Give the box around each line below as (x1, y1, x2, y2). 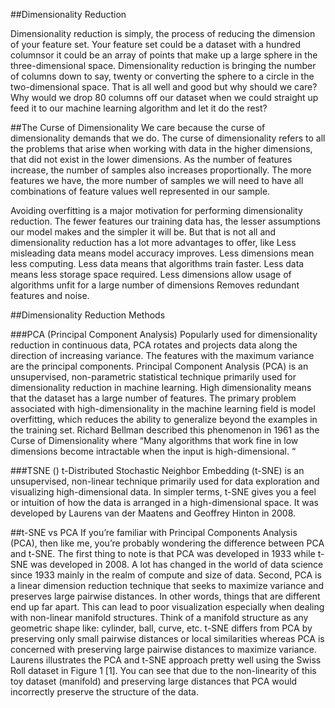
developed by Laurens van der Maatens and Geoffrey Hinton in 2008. (10, 507, 297, 519)
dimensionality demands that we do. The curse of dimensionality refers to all (10, 132, 326, 144)
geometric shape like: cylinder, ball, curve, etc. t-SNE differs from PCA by (10, 622, 313, 634)
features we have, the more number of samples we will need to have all (10, 175, 304, 186)
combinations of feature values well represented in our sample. (10, 185, 271, 197)
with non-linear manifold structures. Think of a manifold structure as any (10, 612, 309, 623)
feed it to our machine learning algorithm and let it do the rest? (10, 102, 268, 114)
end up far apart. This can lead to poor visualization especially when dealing (10, 601, 325, 613)
